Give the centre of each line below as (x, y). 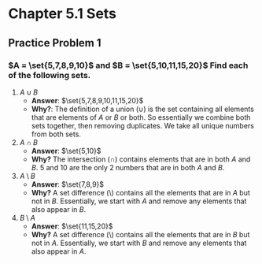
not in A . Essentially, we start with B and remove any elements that (139, 243)
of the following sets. (50, 75)
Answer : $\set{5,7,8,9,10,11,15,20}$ (87, 100)
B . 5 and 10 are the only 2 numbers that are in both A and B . (128, 167)
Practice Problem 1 (55, 43)
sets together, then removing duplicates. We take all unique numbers (142, 125)
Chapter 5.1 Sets (62, 14)
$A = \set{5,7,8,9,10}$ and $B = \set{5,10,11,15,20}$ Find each (128, 65)
